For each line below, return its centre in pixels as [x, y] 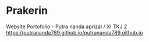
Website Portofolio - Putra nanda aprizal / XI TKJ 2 [67, 26]
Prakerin [27, 11]
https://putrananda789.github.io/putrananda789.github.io [74, 32]
